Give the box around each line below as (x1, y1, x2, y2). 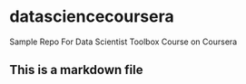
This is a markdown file (9, 62, 143, 78)
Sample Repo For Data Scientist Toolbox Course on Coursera (9, 36, 238, 47)
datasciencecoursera (9, 6, 174, 27)
